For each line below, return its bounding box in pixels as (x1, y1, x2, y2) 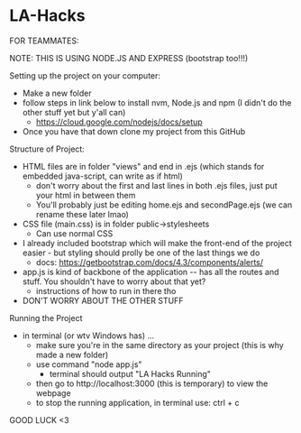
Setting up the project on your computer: (9, 69, 160, 81)
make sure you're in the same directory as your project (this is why (35, 339, 284, 350)
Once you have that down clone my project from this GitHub (22, 125, 246, 136)
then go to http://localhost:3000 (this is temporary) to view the (35, 378, 269, 389)
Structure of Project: (9, 143, 86, 154)
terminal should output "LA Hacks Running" (49, 368, 212, 379)
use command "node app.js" (35, 358, 142, 370)
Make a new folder (22, 88, 92, 98)
